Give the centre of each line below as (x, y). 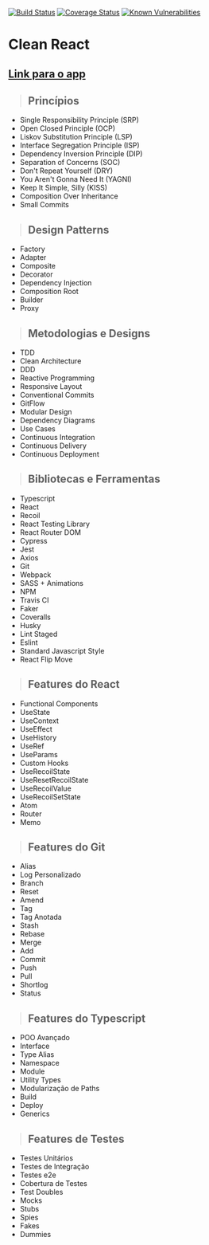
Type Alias (37, 1055)
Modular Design (46, 412)
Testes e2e (38, 1175)
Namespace (39, 1063)
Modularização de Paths (60, 1089)
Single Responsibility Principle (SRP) (79, 120)
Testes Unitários (46, 1158)
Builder (31, 300)
